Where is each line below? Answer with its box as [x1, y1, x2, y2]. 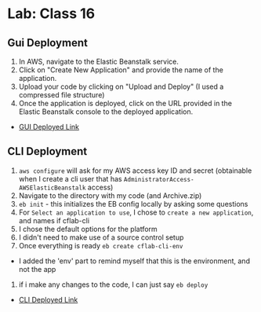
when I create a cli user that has [18, 174, 122, 183]
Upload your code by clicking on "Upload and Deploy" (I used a [18, 82, 224, 91]
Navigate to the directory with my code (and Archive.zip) [18, 190, 202, 200]
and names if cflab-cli [18, 215, 90, 225]
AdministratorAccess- [123, 175, 194, 183]
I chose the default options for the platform [18, 224, 158, 233]
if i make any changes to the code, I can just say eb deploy [18, 280, 208, 289]
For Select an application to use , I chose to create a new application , [18, 207, 254, 217]
